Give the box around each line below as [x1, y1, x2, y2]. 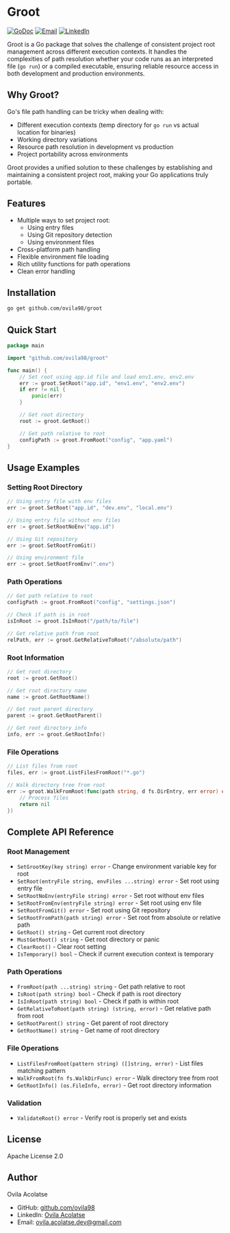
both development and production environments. [7, 69, 145, 78]
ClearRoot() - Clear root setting [16, 943, 107, 951]
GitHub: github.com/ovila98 [16, 1203, 95, 1212]
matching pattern [16, 1066, 66, 1074]
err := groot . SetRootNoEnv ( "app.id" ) [7, 523, 115, 530]
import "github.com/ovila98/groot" [7, 354, 109, 361]
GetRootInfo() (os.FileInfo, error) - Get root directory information [16, 1081, 212, 1089]
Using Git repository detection [27, 231, 112, 239]
